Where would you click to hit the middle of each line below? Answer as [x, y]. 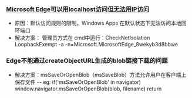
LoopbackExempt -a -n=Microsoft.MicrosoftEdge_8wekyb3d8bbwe [96, 45]
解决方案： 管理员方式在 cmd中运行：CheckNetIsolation [82, 38]
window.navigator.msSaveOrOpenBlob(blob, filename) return [88, 89]
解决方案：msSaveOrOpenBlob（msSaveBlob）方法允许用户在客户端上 [100, 75]
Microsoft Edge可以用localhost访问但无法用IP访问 [78, 9]
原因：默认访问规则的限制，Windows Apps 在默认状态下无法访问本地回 [100, 23]
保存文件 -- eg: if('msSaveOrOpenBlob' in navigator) [78, 82]
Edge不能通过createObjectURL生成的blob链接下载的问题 [87, 61]
